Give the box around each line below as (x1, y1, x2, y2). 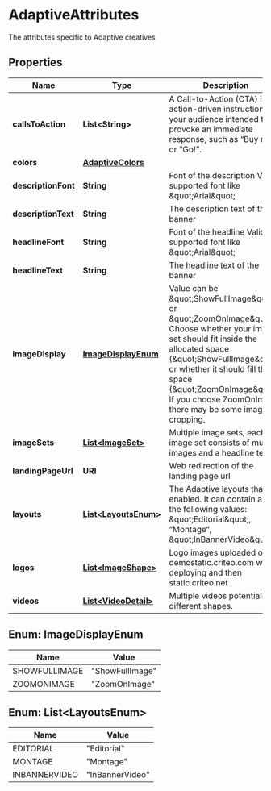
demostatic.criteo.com (169, 556, 254, 568)
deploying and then (169, 567, 243, 578)
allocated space (169, 343, 230, 354)
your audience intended (169, 113, 260, 124)
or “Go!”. (169, 144, 202, 155)
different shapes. (169, 600, 234, 611)
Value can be (169, 282, 219, 294)
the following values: (169, 503, 248, 514)
